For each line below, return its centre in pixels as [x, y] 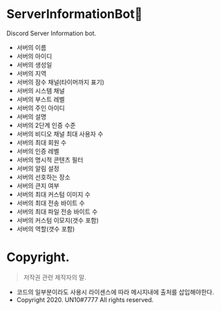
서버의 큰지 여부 [38, 185]
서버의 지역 [31, 73]
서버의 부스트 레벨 [40, 99]
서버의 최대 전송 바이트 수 [51, 202]
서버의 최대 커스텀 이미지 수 [54, 194]
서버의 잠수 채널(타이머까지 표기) [60, 82]
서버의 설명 [31, 116]
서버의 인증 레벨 [38, 151]
